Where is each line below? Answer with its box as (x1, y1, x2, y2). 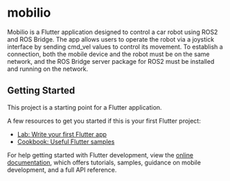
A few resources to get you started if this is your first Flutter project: (7, 117, 201, 125)
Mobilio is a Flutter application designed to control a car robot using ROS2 (7, 28, 218, 36)
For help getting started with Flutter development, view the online (7, 150, 194, 159)
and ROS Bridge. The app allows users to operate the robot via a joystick (7, 35, 215, 43)
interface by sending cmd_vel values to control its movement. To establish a (7, 42, 223, 51)
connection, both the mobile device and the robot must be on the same (7, 50, 210, 58)
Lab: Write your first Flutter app (17, 130, 107, 138)
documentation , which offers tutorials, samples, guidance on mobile (7, 158, 201, 166)
